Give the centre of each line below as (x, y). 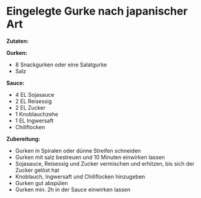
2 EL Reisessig (33, 101)
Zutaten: (18, 41)
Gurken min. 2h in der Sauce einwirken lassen (73, 189)
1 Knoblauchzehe (37, 114)
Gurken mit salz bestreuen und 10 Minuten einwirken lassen (90, 157)
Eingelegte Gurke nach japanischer (97, 11)
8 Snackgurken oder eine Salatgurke (61, 65)
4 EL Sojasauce (35, 94)
